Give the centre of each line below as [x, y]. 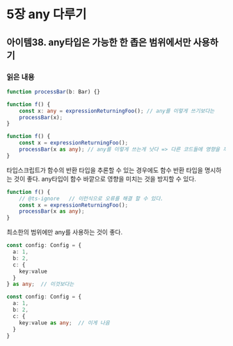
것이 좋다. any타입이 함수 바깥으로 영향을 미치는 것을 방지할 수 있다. [105, 179]
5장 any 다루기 [47, 14]
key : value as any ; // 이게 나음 [65, 323]
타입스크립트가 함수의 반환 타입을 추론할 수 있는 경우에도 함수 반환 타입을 [105, 170]
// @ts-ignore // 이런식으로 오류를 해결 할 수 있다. [91, 198]
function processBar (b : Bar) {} [53, 91]
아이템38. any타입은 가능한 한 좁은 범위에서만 [99, 42]
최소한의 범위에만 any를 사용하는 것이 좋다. [65, 232]
